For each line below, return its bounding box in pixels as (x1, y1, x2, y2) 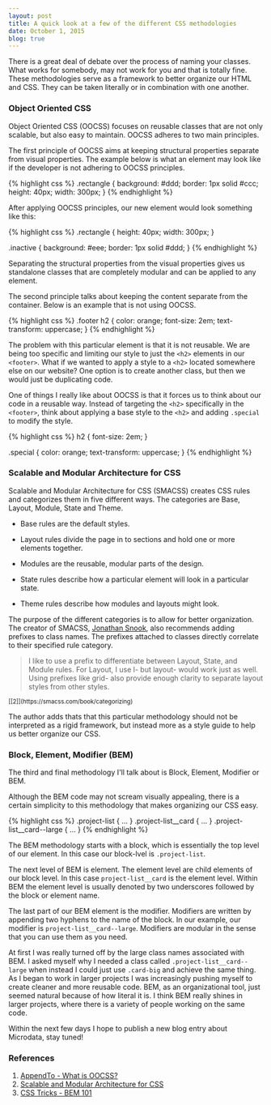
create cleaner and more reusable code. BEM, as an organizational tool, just (8, 982, 260, 992)
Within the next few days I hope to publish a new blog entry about (8, 1024, 228, 1034)
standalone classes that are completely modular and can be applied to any (8, 267, 256, 276)
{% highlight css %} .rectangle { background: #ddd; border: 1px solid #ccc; (8, 178, 259, 188)
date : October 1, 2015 (8, 27, 85, 35)
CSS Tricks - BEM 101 (19, 1088, 92, 1098)
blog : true (8, 34, 45, 43)
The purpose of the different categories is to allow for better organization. (8, 614, 255, 624)
